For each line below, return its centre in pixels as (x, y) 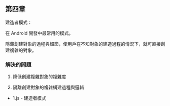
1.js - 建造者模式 (29, 98)
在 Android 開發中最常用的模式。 (39, 33)
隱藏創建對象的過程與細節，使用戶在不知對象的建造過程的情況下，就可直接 (83, 44)
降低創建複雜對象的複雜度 (39, 77)
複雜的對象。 (23, 50)
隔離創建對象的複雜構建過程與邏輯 (48, 87)
